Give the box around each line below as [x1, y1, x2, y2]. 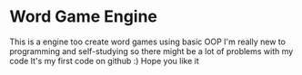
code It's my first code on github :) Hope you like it [9, 55, 200, 66]
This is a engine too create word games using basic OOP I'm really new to [9, 36, 287, 47]
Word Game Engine [9, 6, 157, 27]
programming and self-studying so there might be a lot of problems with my [9, 45, 294, 56]
